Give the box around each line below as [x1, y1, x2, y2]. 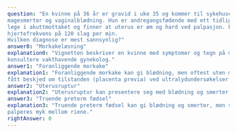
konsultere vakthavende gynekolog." [7, 56, 115, 63]
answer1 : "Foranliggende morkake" [7, 63, 109, 70]
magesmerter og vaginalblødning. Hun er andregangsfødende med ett [7, 17, 210, 24]
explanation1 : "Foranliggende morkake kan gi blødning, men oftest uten [7, 69, 226, 76]
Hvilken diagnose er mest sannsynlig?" [7, 37, 125, 44]
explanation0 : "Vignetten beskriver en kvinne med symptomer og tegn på [7, 50, 226, 57]
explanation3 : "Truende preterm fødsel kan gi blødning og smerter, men [7, 102, 226, 109]
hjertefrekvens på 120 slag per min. [7, 30, 119, 37]
